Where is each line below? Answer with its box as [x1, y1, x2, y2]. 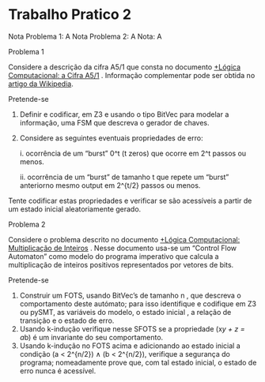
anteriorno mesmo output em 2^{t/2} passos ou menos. [19, 180, 201, 190]
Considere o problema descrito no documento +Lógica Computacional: [8, 234, 240, 244]
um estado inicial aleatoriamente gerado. [8, 204, 142, 214]
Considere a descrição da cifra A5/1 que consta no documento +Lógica [8, 62, 241, 72]
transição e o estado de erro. [19, 316, 115, 325]
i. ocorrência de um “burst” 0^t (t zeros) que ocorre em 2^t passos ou [19, 148, 247, 158]
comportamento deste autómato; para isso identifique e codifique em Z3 [19, 298, 257, 309]
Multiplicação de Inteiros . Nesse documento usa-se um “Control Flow [8, 243, 237, 253]
